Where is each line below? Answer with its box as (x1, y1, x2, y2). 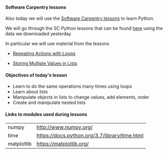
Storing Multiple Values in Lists (12, 60, 77, 66)
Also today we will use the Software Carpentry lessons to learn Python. (5, 15, 154, 21)
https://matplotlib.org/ (36, 140, 89, 147)
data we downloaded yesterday (5, 31, 71, 37)
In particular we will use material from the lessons (5, 41, 109, 47)
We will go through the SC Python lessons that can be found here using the (5, 25, 163, 32)
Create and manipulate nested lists (12, 99, 86, 106)
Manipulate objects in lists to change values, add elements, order (12, 94, 149, 100)
